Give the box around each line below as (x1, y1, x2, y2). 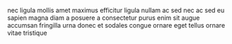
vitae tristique (7, 28, 47, 37)
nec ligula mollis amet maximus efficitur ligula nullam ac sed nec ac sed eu (7, 6, 225, 14)
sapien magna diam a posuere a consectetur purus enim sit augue (7, 13, 200, 22)
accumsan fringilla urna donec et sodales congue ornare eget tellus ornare (7, 21, 226, 29)
